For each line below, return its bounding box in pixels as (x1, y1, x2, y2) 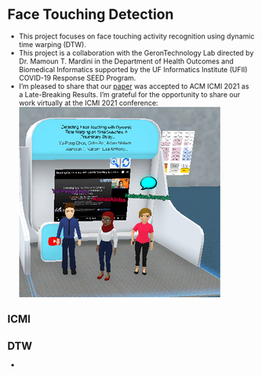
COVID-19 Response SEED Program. (18, 73, 136, 82)
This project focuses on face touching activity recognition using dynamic (18, 31, 255, 41)
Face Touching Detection (7, 5, 174, 24)
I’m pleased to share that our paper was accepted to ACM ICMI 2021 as (18, 81, 249, 91)
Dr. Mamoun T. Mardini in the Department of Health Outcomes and (18, 56, 234, 66)
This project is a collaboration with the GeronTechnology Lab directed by (18, 48, 254, 57)
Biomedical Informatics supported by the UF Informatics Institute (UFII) (18, 64, 248, 74)
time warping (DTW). (18, 39, 87, 49)
